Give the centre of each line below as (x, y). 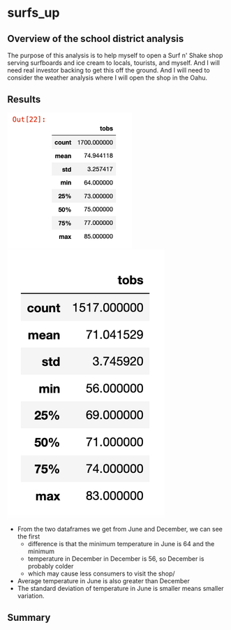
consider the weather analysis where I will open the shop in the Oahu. (107, 78)
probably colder (51, 566)
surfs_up (33, 13)
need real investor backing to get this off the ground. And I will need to (109, 70)
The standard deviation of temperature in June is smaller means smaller (121, 588)
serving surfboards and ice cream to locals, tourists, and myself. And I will (113, 63)
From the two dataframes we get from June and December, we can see (120, 529)
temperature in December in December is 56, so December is (116, 558)
